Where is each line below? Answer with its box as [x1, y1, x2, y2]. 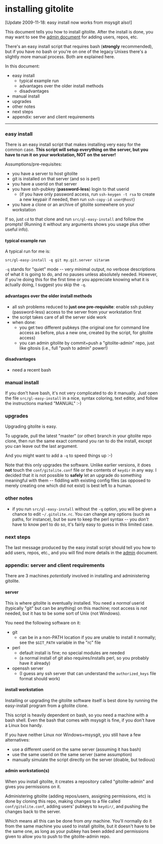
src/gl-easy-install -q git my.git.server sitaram [5, 258, 110, 263]
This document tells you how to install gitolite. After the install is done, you [5, 29, 154, 34]
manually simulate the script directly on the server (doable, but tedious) [12, 757, 155, 762]
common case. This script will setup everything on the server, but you [5, 147, 149, 152]
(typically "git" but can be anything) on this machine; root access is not [5, 605, 147, 611]
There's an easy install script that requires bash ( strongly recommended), [5, 43, 153, 49]
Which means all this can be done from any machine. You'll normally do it [5, 818, 152, 824]
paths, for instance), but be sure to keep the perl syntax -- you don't [12, 516, 149, 522]
